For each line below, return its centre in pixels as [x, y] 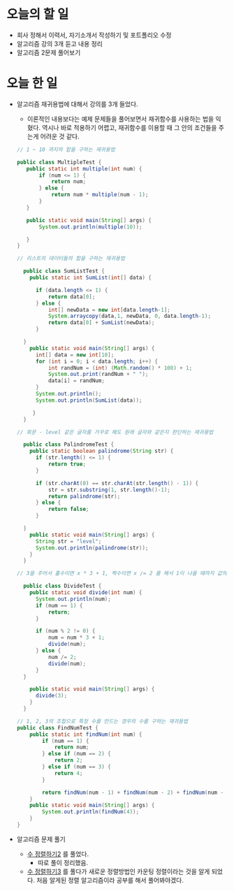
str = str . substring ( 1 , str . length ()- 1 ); [109, 490]
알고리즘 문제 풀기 [41, 839]
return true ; [67, 464]
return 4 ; [68, 773]
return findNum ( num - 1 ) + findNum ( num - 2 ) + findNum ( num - [133, 792]
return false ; [68, 509]
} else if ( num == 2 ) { [76, 754]
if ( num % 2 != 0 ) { [65, 631]
